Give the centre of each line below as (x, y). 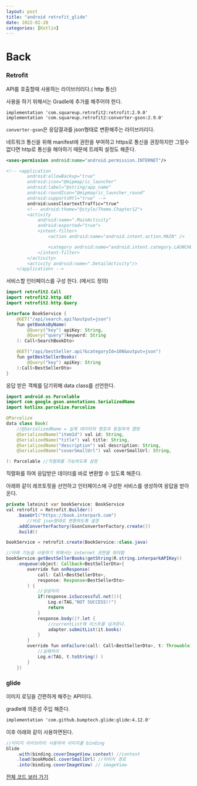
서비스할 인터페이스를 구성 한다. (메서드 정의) (57, 281)
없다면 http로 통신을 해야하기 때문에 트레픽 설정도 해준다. (71, 149)
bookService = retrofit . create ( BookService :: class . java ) (77, 542)
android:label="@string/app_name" (69, 188)
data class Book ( (27, 424)
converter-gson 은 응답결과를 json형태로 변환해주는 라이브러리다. (81, 129)
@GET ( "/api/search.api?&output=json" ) (64, 319)
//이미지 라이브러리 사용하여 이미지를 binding (55, 743)
